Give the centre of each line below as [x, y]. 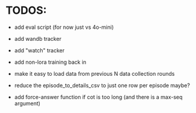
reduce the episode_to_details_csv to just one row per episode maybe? [102, 85]
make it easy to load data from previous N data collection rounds [94, 73]
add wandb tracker [38, 38]
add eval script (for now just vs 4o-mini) [64, 27]
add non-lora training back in [50, 62]
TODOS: [26, 11]
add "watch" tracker [39, 50]
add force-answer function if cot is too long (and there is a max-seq [98, 97]
